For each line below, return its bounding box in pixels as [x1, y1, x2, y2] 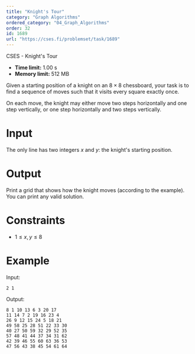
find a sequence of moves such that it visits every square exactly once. [6, 88, 180, 95]
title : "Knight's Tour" [6, 8, 65, 15]
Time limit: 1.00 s [14, 64, 57, 71]
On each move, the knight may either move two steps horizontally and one [6, 100, 187, 107]
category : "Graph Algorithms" [6, 14, 81, 20]
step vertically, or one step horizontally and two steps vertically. [6, 106, 161, 113]
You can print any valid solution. [6, 193, 84, 200]
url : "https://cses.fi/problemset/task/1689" [6, 36, 120, 42]
